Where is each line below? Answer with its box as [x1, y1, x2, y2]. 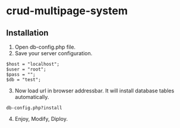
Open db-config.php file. [14, 43, 76, 50]
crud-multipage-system [6, 4, 128, 18]
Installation [6, 28, 49, 38]
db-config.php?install [6, 105, 62, 111]
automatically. [14, 94, 49, 100]
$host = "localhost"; [6, 61, 60, 67]
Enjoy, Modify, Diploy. [14, 116, 68, 122]
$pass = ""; [6, 72, 36, 78]
